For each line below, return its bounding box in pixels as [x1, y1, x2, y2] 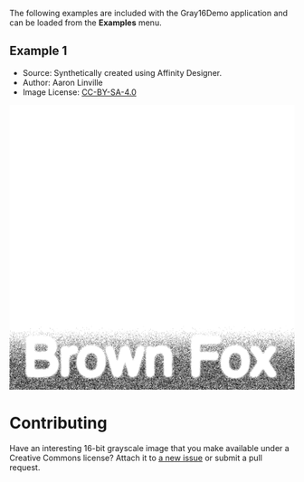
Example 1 [9, 43, 68, 59]
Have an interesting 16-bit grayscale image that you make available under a [9, 442, 290, 453]
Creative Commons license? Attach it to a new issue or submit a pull [9, 452, 262, 463]
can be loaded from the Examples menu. [9, 17, 162, 28]
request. [9, 461, 41, 473]
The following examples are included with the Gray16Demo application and [9, 8, 288, 18]
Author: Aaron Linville [22, 77, 103, 88]
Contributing [9, 413, 108, 433]
